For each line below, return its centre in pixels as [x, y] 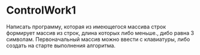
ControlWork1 [41, 10]
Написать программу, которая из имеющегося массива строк [86, 27]
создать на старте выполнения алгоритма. [61, 46]
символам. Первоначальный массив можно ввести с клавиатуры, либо [98, 39]
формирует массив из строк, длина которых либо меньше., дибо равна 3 [100, 33]
